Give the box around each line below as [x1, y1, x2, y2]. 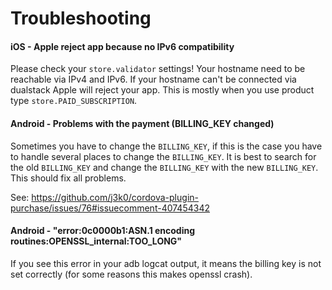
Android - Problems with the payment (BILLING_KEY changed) [10, 117, 275, 129]
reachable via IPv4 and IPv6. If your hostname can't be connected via [10, 73, 297, 86]
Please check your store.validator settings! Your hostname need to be [10, 63, 306, 75]
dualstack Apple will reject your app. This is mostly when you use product [10, 84, 315, 96]
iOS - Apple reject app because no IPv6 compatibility [10, 40, 235, 52]
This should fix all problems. [10, 172, 127, 184]
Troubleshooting [10, 7, 152, 30]
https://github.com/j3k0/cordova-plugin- [31, 191, 199, 203]
